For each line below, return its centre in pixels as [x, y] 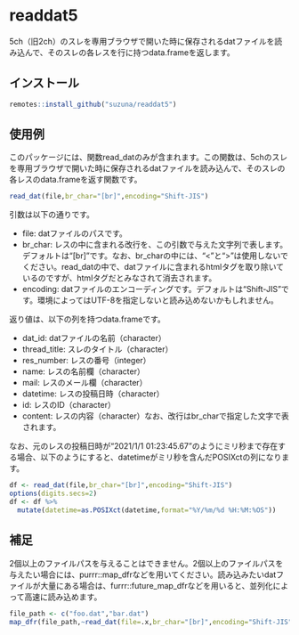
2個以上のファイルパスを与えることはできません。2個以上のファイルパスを [146, 563]
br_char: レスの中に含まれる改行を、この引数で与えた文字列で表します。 [155, 245]
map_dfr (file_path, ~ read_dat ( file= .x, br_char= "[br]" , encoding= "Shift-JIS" [151, 622]
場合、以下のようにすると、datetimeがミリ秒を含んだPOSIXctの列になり [149, 457]
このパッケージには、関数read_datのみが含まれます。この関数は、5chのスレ [149, 158]
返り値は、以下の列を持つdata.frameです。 [88, 319]
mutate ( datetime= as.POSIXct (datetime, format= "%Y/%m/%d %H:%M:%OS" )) [147, 510]
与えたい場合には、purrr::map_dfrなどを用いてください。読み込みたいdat [143, 574]
